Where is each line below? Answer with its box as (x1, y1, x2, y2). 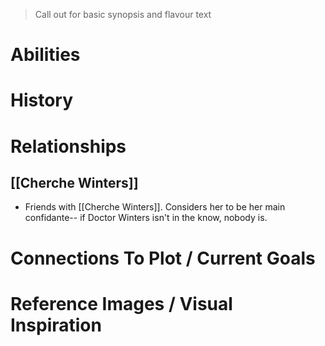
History (10, 89, 74, 112)
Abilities (10, 44, 81, 66)
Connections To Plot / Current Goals (10, 247, 316, 269)
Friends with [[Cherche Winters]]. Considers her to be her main (24, 201, 286, 213)
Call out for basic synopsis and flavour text (34, 9, 212, 20)
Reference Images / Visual (10, 292, 233, 315)
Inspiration (10, 314, 102, 336)
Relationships (10, 135, 127, 158)
